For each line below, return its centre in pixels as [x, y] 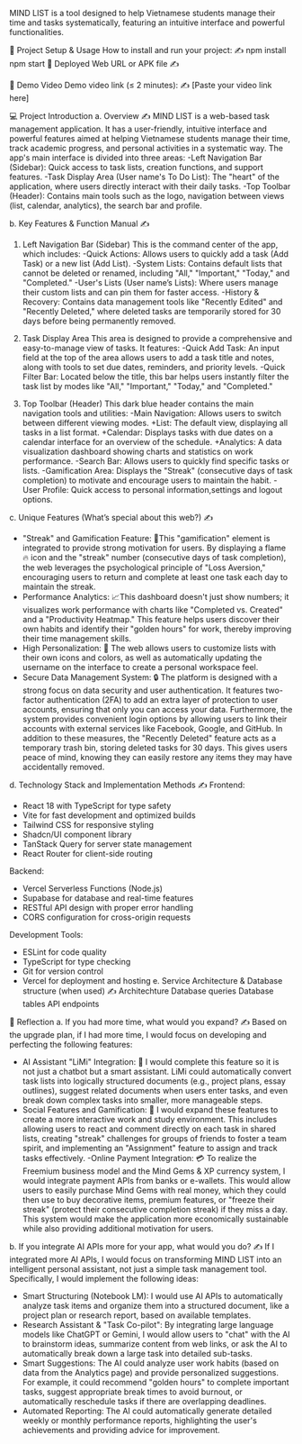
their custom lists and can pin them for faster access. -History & [141, 292]
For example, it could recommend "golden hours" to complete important [155, 1382]
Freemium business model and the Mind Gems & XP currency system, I [154, 1171]
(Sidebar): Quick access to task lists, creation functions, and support [136, 167]
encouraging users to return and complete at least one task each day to [155, 577]
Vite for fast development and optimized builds [109, 815]
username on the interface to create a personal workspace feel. [140, 667]
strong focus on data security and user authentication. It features [143, 690]
